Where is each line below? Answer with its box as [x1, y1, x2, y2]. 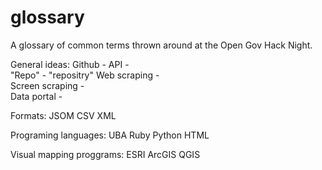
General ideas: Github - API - [10, 58, 130, 70]
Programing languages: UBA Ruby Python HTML [10, 129, 210, 141]
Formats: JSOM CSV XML [10, 109, 117, 121]
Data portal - [10, 90, 63, 102]
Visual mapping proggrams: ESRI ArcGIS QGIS [10, 148, 201, 160]
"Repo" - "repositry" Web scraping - [10, 69, 160, 81]
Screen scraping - [10, 79, 85, 91]
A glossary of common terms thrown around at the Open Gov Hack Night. [10, 39, 313, 51]
